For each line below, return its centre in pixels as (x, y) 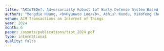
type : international (26, 37)
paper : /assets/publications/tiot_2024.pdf (50, 32)
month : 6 (14, 28)
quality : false (20, 41)
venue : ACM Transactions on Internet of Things (54, 18)
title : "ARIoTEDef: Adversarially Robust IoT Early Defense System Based (82, 9)
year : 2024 (16, 23)
